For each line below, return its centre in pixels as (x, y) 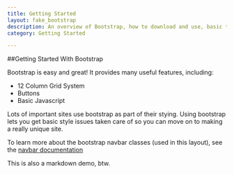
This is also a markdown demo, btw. (59, 164)
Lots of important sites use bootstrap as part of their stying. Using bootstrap (117, 114)
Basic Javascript (41, 101)
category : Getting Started (46, 33)
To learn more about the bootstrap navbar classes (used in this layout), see (115, 143)
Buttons (29, 93)
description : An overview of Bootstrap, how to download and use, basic (115, 26)
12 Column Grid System (51, 86)
